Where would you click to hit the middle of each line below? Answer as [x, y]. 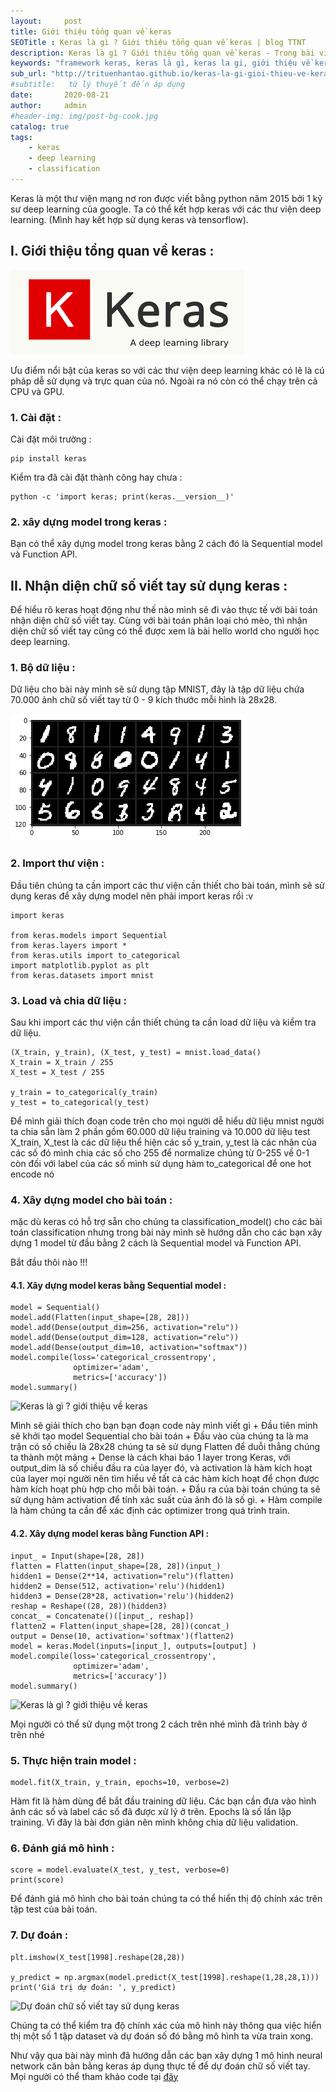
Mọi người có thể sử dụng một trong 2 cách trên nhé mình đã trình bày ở [159, 1724]
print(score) [37, 1880]
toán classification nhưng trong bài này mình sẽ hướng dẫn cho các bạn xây [166, 1232]
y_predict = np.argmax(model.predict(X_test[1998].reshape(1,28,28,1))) [165, 1977]
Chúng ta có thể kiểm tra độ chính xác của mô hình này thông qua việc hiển [166, 2025]
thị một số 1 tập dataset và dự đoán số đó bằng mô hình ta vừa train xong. [162, 2036]
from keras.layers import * [69, 945]
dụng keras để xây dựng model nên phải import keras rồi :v [132, 896]
